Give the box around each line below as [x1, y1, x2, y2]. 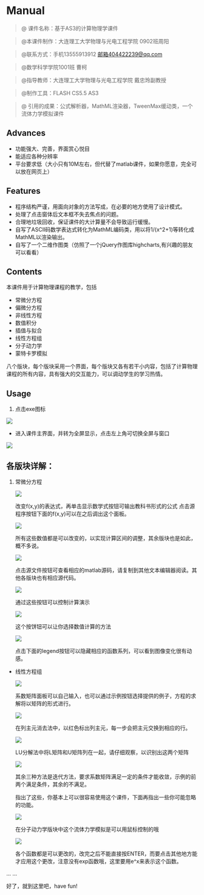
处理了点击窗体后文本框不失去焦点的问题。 [15, 210, 122, 218]
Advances [6, 128, 46, 138]
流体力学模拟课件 [21, 110, 64, 117]
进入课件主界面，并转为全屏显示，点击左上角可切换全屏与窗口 [15, 430, 170, 437]
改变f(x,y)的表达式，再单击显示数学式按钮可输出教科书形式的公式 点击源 [15, 502, 195, 510]
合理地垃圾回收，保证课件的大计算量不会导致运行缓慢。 [15, 218, 154, 226]
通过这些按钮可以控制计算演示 [15, 599, 90, 605]
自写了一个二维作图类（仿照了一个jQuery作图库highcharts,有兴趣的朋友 [15, 241, 193, 248]
